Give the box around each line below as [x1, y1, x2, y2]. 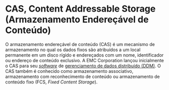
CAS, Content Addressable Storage [5, 3, 156, 15]
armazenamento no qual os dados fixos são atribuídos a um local [5, 47, 141, 53]
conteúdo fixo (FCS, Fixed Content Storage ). [5, 79, 98, 85]
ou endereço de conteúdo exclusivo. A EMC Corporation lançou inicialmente [5, 57, 164, 63]
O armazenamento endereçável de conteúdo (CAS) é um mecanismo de [5, 41, 155, 47]
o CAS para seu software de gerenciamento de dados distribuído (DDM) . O [5, 63, 161, 69]
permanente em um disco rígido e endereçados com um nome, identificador [5, 52, 164, 58]
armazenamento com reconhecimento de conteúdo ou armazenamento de [5, 73, 160, 79]
